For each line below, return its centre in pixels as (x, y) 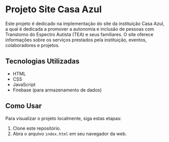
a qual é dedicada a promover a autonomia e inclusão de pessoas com (80, 29)
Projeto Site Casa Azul (54, 9)
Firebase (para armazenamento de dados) (57, 90)
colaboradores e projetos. (33, 45)
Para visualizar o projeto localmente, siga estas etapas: (64, 118)
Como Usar (24, 106)
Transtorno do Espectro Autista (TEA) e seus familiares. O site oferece (79, 34)
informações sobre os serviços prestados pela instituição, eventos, (76, 40)
